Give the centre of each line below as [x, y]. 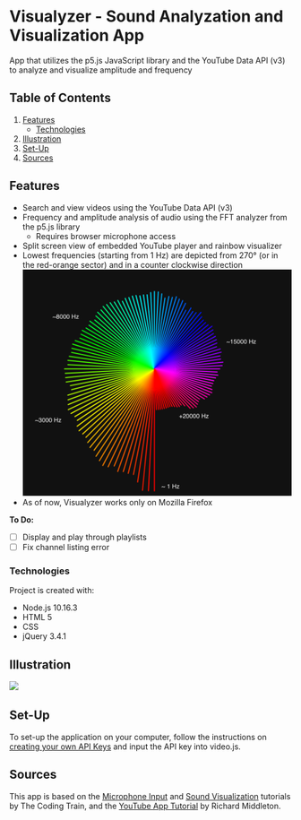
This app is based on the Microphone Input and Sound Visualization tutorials [150, 796]
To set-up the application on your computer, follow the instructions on [138, 737]
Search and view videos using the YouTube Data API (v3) [127, 207]
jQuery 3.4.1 [44, 636]
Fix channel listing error [66, 547]
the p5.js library [51, 227]
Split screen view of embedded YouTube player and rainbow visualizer [152, 246]
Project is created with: [52, 591]
